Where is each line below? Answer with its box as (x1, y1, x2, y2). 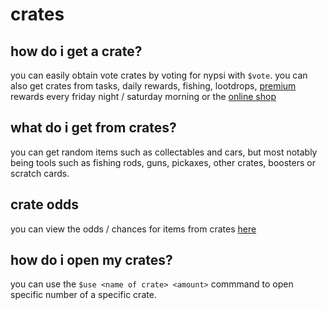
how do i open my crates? (10, 252, 173, 269)
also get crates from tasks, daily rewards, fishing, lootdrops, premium (10, 80, 297, 92)
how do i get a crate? (10, 43, 143, 60)
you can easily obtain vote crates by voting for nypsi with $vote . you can (10, 69, 308, 81)
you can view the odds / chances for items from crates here (10, 223, 257, 235)
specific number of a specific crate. (10, 289, 157, 301)
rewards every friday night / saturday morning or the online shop (10, 91, 277, 102)
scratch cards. (10, 167, 70, 179)
